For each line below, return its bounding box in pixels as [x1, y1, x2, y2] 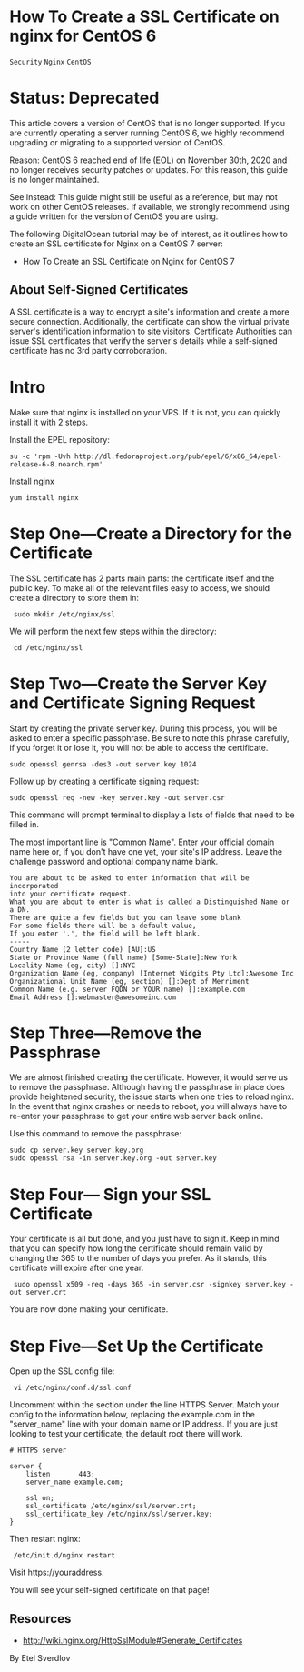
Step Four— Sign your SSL [9, 1184, 211, 1205]
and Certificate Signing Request [9, 693, 256, 713]
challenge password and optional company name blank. [9, 856, 219, 866]
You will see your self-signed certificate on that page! [9, 1585, 211, 1596]
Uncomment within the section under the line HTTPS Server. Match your [9, 1399, 279, 1410]
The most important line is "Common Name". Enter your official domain [9, 836, 275, 847]
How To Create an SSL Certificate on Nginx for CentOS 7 [22, 255, 235, 266]
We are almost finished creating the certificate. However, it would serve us [9, 1072, 289, 1083]
